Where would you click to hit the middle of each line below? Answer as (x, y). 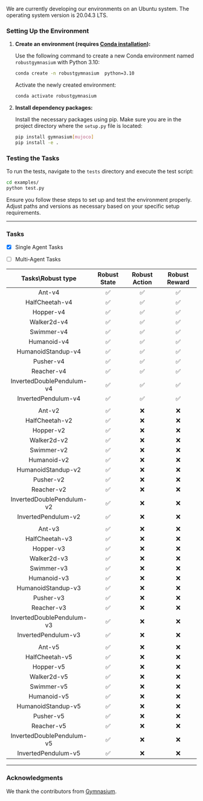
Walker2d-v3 (49, 558)
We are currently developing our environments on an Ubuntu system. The (98, 9)
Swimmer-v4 (49, 332)
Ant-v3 (49, 529)
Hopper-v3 (49, 549)
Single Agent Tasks (39, 247)
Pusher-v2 (49, 480)
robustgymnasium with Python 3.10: (57, 62)
